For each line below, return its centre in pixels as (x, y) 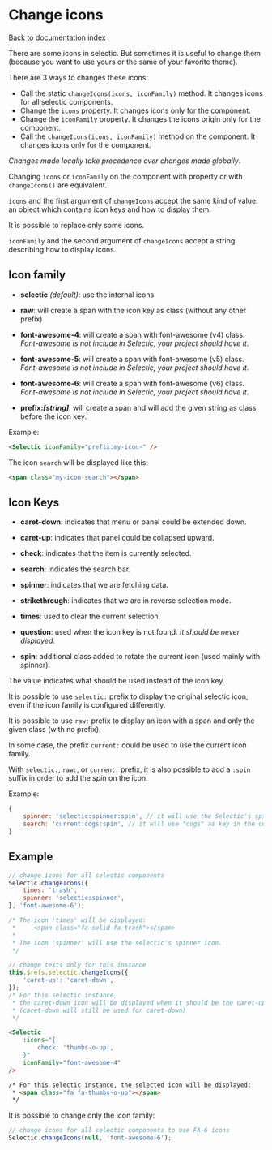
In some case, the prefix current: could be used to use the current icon (127, 745)
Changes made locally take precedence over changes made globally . (125, 161)
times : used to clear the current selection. (90, 616)
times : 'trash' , (51, 890)
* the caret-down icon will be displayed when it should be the (122, 1003)
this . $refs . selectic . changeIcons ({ (68, 973)
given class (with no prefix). (55, 730)
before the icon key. (53, 416)
